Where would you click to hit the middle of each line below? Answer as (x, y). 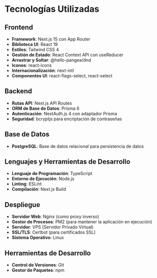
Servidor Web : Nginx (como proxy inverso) (55, 217)
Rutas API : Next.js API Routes (42, 103)
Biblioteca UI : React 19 (35, 44)
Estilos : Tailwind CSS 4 (35, 50)
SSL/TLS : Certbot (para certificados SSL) (54, 232)
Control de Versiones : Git (38, 265)
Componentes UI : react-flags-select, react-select (62, 76)
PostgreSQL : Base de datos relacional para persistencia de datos (78, 146)
